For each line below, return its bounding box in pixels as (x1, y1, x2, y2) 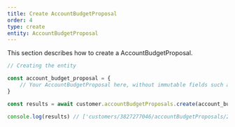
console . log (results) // (7, 113, 80, 120)
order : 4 (7, 17, 33, 24)
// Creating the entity (7, 62, 77, 70)
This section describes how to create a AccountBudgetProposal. (7, 49, 193, 57)
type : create (7, 23, 45, 30)
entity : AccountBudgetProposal (7, 29, 99, 37)
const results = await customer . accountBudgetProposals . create (7, 100, 196, 107)
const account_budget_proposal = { (7, 75, 111, 82)
